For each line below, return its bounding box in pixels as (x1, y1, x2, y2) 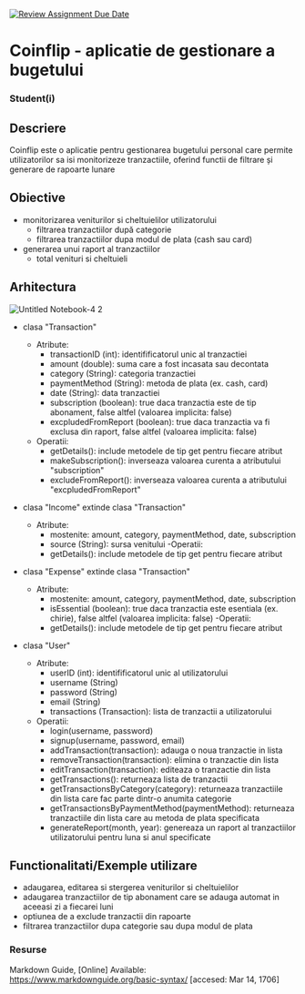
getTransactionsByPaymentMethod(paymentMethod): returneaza (49, 802, 295, 814)
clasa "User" (22, 640, 71, 651)
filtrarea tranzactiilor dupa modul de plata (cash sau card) (36, 233, 253, 245)
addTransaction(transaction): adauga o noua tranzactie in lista (49, 745, 283, 756)
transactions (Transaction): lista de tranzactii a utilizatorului (49, 705, 272, 716)
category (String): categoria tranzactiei (49, 368, 196, 379)
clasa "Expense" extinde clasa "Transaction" (22, 565, 191, 577)
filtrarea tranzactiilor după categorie (36, 224, 172, 235)
